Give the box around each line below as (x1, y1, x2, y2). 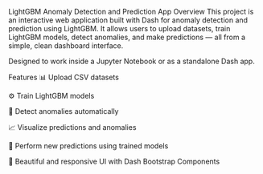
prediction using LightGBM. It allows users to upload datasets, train (8, 24, 231, 33)
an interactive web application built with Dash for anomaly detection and (8, 15, 248, 25)
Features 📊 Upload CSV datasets (8, 72, 119, 82)
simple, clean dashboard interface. (8, 41, 124, 51)
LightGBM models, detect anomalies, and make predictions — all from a (8, 32, 246, 42)
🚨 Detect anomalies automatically (8, 107, 119, 115)
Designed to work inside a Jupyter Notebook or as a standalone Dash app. (8, 56, 255, 66)
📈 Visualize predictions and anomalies (8, 123, 137, 132)
